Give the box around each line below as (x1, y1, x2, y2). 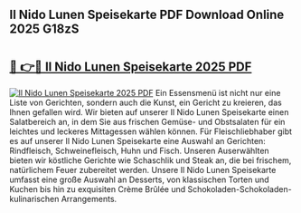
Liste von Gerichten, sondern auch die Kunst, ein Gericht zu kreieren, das (9, 97, 282, 108)
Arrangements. (61, 194, 118, 204)
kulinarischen (9, 194, 60, 204)
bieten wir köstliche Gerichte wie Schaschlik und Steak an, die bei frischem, (9, 155, 292, 166)
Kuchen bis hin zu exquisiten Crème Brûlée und (9, 184, 186, 194)
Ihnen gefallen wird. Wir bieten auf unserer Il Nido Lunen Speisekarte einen (9, 107, 289, 117)
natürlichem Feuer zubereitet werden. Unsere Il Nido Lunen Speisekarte (9, 165, 277, 175)
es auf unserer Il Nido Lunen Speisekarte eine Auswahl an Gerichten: (9, 136, 267, 146)
